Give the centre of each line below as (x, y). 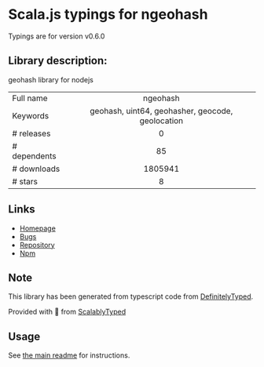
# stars (25, 181)
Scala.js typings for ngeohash (108, 15)
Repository (37, 245)
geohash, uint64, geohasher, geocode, (161, 111)
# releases (31, 133)
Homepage (38, 228)
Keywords (31, 115)
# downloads (36, 169)
